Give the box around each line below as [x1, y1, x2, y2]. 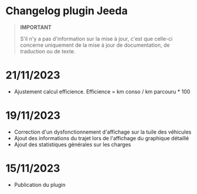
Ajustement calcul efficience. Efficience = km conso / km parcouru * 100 [14, 88, 191, 95]
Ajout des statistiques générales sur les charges [14, 141, 131, 148]
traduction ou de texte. [19, 47, 76, 54]
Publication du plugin [14, 181, 66, 188]
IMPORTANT [19, 24, 52, 31]
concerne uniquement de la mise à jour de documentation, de [19, 41, 170, 48]
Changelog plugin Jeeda [5, 4, 128, 18]
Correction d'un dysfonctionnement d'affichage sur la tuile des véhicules [14, 128, 192, 135]
